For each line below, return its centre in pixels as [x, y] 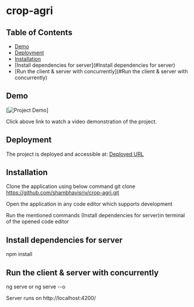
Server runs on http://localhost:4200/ [51, 298]
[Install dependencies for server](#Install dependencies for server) [95, 65]
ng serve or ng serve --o [36, 287]
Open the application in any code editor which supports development [89, 204]
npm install [19, 254]
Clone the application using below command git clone [71, 186]
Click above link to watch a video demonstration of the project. [82, 121]
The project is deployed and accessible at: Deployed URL [75, 154]
